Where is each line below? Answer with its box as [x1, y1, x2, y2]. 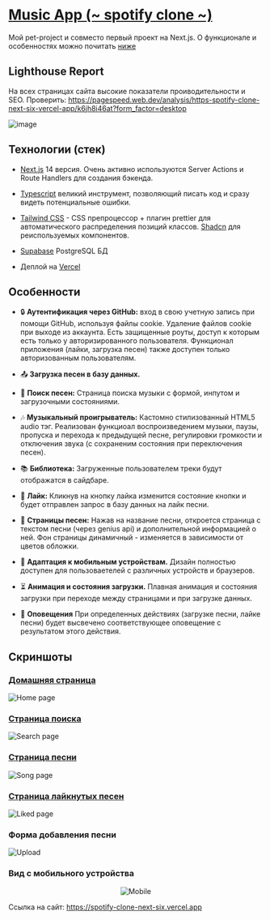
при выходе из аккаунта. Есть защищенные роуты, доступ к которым [19, 327, 260, 337]
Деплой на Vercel [19, 261, 81, 271]
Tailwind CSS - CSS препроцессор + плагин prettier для [19, 213, 212, 222]
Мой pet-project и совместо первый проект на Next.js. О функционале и [8, 32, 257, 42]
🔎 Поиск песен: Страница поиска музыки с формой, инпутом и [19, 388, 240, 398]
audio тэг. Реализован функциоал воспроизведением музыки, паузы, [19, 422, 259, 432]
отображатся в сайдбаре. [19, 475, 109, 485]
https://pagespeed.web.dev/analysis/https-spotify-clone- [68, 95, 260, 105]
